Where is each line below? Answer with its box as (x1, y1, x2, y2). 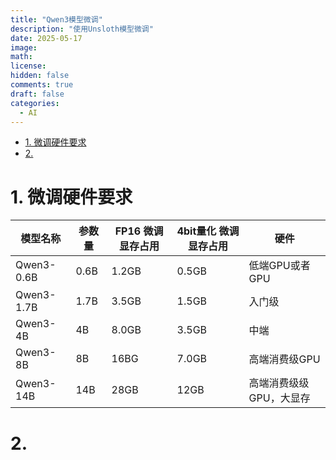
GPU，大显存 (248, 391, 311, 405)
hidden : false (10, 71, 70, 81)
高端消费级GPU (248, 352, 321, 366)
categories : (10, 98, 60, 108)
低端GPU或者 (248, 259, 311, 273)
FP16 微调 (114, 224, 164, 238)
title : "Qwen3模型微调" (10, 14, 103, 25)
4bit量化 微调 (176, 224, 240, 238)
